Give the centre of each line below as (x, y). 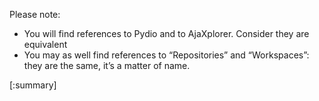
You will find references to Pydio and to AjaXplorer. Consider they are (166, 33)
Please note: (35, 14)
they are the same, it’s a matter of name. (107, 65)
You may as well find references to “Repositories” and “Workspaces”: (166, 55)
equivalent (45, 44)
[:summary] (33, 85)
